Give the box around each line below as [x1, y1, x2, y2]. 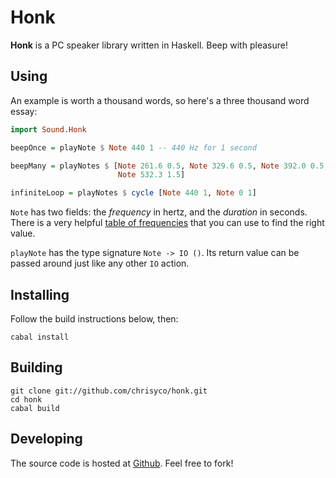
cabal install [10, 332, 70, 342]
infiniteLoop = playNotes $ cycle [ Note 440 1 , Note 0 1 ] [10, 188, 257, 198]
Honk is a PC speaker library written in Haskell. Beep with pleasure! [10, 39, 288, 51]
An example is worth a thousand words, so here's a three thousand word [10, 94, 310, 106]
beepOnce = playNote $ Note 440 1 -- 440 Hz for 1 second [10, 142, 257, 153]
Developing [10, 431, 83, 448]
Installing [10, 286, 70, 303]
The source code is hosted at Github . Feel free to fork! [10, 457, 234, 469]
